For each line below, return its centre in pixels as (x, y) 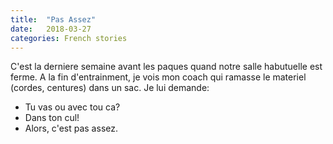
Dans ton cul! (52, 118)
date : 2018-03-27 (51, 29)
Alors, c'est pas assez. (71, 128)
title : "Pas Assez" (53, 19)
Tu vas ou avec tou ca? (72, 107)
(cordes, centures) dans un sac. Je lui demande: (110, 88)
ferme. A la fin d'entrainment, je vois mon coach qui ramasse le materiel (158, 77)
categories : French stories (69, 38)
